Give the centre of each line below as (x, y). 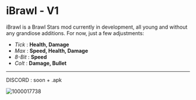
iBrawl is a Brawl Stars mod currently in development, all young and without (97, 27)
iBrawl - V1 (33, 11)
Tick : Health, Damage (42, 44)
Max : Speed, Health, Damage (51, 50)
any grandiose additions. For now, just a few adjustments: (75, 33)
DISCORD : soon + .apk (34, 80)
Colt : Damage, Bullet (41, 63)
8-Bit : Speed (31, 57)
